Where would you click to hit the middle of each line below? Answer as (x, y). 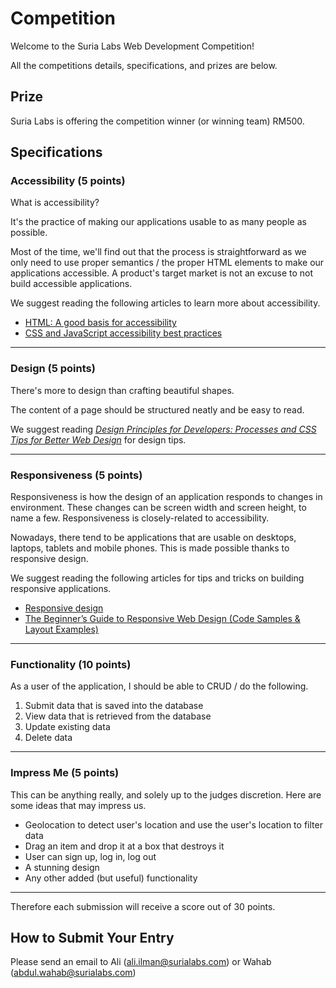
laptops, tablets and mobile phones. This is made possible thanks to (150, 548)
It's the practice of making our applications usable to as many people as (158, 222)
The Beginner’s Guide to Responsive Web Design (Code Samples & (162, 619)
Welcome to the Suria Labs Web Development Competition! (132, 46)
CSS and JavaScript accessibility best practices (123, 333)
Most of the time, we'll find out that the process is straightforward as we (158, 252)
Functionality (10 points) (71, 664)
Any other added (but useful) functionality (111, 878)
